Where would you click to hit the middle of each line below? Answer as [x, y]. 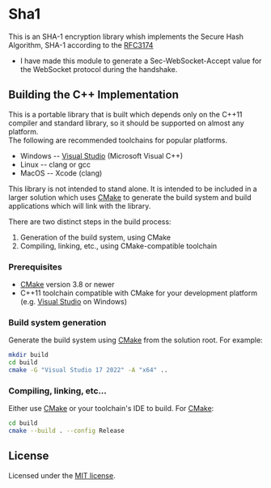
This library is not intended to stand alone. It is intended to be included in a [133, 189]
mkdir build [28, 355]
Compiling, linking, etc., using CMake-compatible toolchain [119, 246]
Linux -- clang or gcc [55, 164]
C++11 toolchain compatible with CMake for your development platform [138, 293]
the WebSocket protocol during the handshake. [99, 69]
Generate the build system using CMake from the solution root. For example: [135, 340]
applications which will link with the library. [80, 206]
